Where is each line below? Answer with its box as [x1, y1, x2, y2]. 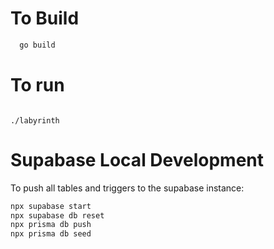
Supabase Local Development [10, 148, 265, 171]
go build [19, 40, 56, 50]
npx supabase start [10, 201, 92, 211]
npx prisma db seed [10, 229, 92, 239]
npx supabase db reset [10, 210, 105, 221]
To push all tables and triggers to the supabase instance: [10, 182, 245, 194]
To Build [10, 7, 80, 30]
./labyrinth [10, 115, 60, 126]
